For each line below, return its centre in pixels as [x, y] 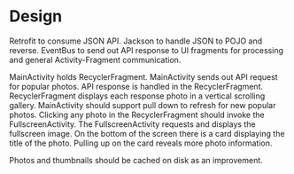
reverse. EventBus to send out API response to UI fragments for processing [147, 50]
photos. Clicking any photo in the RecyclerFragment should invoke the [137, 115]
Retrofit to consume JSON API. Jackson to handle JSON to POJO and [136, 41]
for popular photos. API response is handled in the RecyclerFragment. [136, 86]
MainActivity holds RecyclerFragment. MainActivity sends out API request [143, 76]
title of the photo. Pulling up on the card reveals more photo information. [141, 143]
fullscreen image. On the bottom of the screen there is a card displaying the [147, 133]
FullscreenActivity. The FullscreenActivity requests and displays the [132, 124]
